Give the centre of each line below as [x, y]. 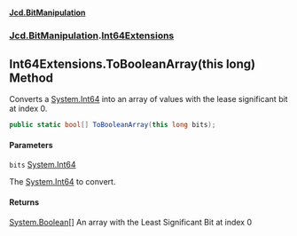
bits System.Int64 [43, 165]
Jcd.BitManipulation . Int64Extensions [92, 35]
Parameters [31, 145]
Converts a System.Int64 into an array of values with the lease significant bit [148, 99]
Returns [24, 202]
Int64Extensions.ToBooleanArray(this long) [132, 63]
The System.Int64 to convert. [63, 182]
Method [31, 78]
